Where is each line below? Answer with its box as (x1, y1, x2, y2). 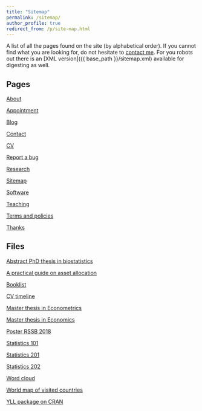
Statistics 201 (6, 351, 40, 358)
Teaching (6, 201, 30, 208)
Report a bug (6, 154, 39, 161)
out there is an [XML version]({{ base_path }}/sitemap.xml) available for (6, 55, 184, 62)
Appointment (6, 107, 39, 114)
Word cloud (6, 374, 35, 381)
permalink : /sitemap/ (6, 15, 61, 21)
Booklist (6, 280, 27, 288)
